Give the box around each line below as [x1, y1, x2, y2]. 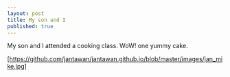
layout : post [7, 10, 45, 17]
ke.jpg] [7, 63, 27, 71]
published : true [7, 23, 54, 30]
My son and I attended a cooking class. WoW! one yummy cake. [7, 42, 188, 50]
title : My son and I [7, 16, 67, 23]
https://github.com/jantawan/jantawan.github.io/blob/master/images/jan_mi [9, 55, 223, 63]
